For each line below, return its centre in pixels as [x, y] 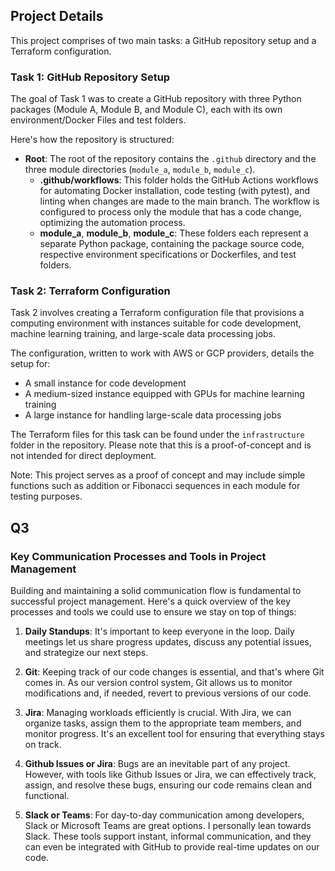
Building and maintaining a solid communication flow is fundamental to [156, 591]
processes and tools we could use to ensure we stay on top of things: [153, 612]
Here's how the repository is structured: [92, 140]
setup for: [30, 364]
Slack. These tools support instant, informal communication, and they [168, 836]
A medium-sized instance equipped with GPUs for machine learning [164, 394]
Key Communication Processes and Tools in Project [138, 556]
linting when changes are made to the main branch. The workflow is [179, 201]
